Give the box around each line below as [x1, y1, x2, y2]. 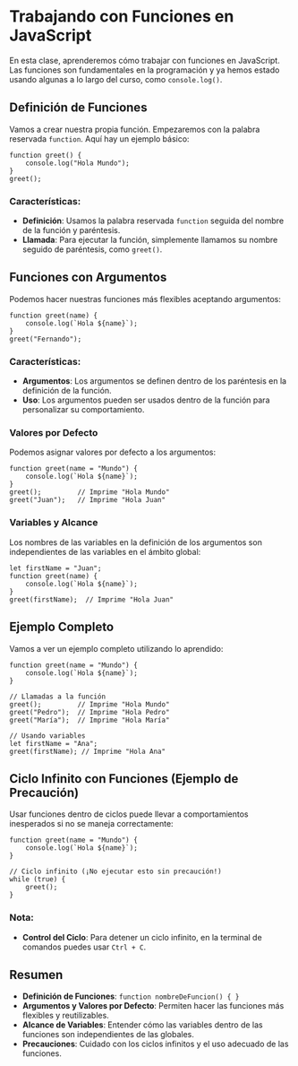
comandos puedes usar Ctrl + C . [21, 941, 147, 952]
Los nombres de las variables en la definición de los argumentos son [9, 536, 262, 548]
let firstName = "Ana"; [9, 739, 98, 748]
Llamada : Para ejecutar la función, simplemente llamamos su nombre [21, 235, 278, 246]
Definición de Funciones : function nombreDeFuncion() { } [21, 991, 240, 1001]
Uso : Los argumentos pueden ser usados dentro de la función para [21, 394, 270, 405]
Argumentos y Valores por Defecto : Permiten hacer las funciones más [21, 1001, 285, 1011]
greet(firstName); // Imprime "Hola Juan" [9, 594, 175, 604]
